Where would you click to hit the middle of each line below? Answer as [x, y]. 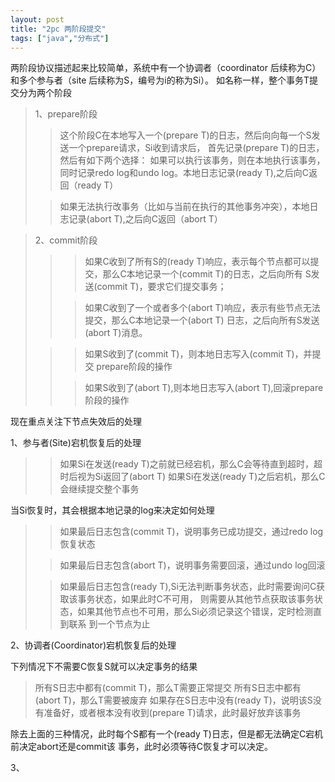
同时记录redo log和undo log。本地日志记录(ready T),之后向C [184, 173]
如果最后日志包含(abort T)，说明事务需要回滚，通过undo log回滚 [192, 565]
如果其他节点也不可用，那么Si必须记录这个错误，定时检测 [195, 612]
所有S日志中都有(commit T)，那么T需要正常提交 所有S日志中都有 [168, 688]
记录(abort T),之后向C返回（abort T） [145, 219]
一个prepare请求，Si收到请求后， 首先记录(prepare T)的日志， [196, 148]
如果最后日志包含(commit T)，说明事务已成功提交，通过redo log [191, 532]
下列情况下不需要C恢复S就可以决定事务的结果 [104, 667]
